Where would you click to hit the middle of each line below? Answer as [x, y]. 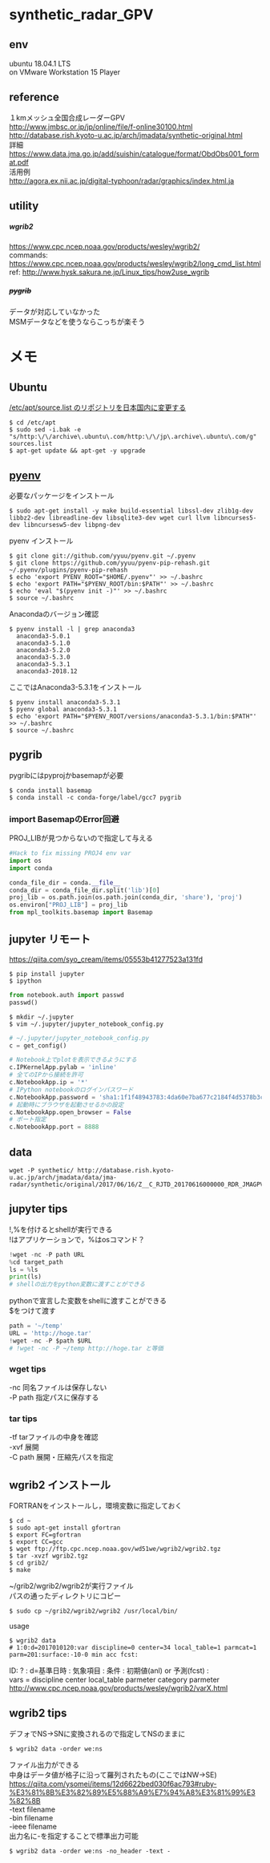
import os [26, 861]
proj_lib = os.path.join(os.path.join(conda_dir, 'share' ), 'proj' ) [126, 897]
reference [34, 97]
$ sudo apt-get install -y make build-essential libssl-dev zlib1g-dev [131, 511]
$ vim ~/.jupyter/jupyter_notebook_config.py [86, 1024]
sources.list [31, 444]
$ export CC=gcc [36, 1542]
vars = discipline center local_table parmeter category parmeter [114, 1680]
